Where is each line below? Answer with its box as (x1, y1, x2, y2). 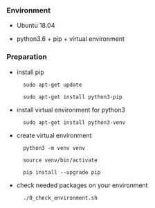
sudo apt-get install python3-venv (23, 119, 126, 126)
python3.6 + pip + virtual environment (16, 35, 125, 43)
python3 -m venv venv (23, 144, 86, 151)
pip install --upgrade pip (23, 168, 101, 175)
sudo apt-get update (23, 81, 82, 88)
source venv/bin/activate (23, 157, 98, 164)
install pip (16, 68, 44, 76)
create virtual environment (16, 131, 92, 139)
